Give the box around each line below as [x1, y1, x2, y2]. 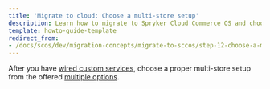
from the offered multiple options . [8, 72, 120, 82]
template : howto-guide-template [8, 26, 117, 34]
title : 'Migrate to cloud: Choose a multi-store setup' [8, 11, 199, 20]
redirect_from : [8, 34, 59, 42]
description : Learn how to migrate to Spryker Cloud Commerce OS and [8, 19, 247, 27]
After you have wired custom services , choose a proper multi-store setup [8, 63, 252, 73]
